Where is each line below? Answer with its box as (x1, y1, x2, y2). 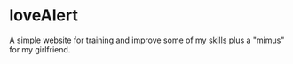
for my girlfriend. (9, 44, 71, 54)
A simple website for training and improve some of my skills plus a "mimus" (9, 35, 285, 45)
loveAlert (9, 5, 78, 26)
